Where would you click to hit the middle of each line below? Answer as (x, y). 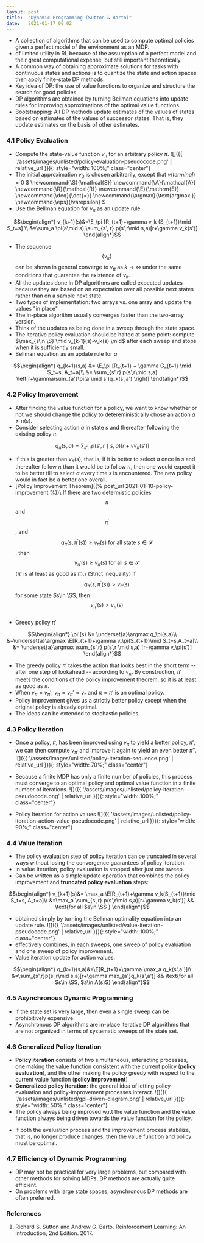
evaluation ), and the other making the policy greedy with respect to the (105, 1072)
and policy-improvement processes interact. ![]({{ (105, 1092)
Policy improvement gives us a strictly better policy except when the (101, 701)
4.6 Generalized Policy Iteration (54, 1047)
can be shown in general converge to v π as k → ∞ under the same (98, 267)
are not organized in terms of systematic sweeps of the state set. (97, 1031)
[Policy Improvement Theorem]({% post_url (69, 486)
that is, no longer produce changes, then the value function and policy (103, 1136)
